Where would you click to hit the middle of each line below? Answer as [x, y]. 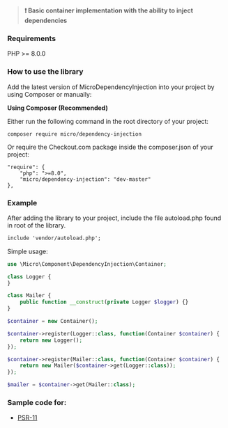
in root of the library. [37, 225]
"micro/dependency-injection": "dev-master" [85, 179]
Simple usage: [28, 251]
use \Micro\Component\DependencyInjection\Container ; [87, 264]
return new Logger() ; [51, 340]
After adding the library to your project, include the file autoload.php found [114, 218]
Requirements [32, 38]
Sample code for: [37, 402]
